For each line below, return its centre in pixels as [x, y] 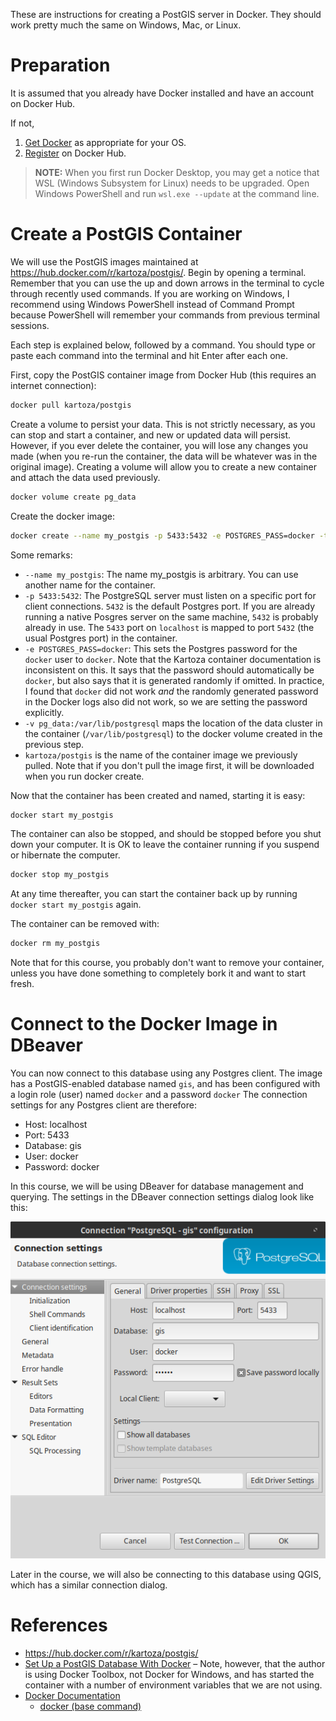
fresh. [22, 984]
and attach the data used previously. [85, 477]
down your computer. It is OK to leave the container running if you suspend [165, 845]
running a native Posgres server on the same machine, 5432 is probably [171, 616]
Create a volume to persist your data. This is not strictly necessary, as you [163, 424]
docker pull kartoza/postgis [71, 405]
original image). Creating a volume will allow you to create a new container [163, 466]
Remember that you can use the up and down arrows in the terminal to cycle [167, 283]
